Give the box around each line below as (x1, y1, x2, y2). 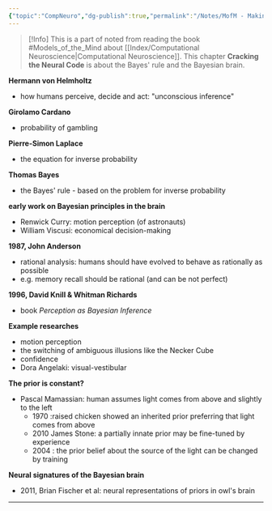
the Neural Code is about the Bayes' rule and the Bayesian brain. (28, 60, 245, 70)
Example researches (8, 321, 79, 330)
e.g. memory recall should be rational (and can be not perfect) (19, 274, 228, 283)
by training (32, 454, 69, 464)
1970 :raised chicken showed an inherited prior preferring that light (32, 411, 255, 421)
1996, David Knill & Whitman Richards (8, 289, 138, 300)
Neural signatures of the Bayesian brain (8, 470, 144, 479)
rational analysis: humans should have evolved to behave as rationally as (19, 257, 263, 266)
